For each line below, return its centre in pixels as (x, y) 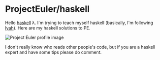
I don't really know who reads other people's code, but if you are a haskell (80, 47)
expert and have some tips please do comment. (53, 52)
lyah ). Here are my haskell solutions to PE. (48, 28)
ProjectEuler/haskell (48, 9)
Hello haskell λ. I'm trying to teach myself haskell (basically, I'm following (79, 23)
